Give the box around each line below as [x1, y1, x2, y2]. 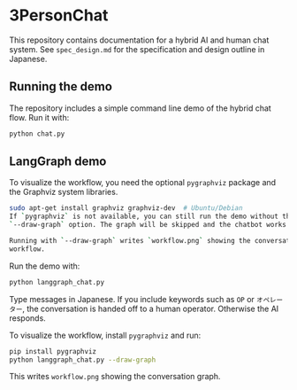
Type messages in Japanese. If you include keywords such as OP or [9, 293, 255, 304]
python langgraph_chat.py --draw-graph [9, 355, 156, 364]
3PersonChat [9, 5, 109, 26]
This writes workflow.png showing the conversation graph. [9, 371, 221, 382]
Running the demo [9, 79, 113, 94]
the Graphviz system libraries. [9, 187, 118, 198]
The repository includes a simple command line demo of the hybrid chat [9, 103, 271, 113]
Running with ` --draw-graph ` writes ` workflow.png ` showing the [9, 237, 251, 246]
